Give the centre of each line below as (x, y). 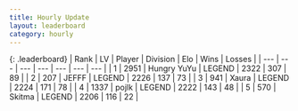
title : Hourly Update (50, 17)
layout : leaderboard (48, 26)
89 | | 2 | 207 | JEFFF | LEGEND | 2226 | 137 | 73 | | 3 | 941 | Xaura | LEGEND (149, 78)
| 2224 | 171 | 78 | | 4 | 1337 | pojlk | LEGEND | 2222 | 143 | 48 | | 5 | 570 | (143, 87)
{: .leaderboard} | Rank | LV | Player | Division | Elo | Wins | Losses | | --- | (144, 59)
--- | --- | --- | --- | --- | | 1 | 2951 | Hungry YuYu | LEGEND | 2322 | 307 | (153, 68)
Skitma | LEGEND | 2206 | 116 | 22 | (74, 97)
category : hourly (41, 34)
